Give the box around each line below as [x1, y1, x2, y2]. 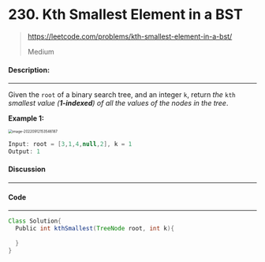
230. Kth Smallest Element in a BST [8, 6, 243, 24]
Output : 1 [8, 148, 41, 155]
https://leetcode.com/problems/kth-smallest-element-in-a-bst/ [27, 32, 233, 41]
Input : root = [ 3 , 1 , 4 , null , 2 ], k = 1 [8, 140, 132, 148]
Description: [8, 65, 50, 74]
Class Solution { [8, 217, 62, 226]
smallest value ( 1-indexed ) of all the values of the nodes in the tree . [8, 99, 229, 108]
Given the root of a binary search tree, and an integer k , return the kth [8, 90, 236, 99]
